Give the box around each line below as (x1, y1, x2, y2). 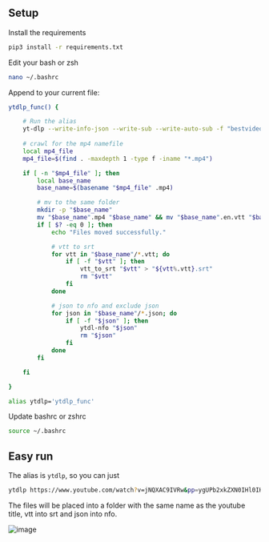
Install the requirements (8, 27, 86, 37)
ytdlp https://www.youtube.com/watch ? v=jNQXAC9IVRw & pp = (8, 486, 199, 495)
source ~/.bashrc (8, 428, 66, 436)
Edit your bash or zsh (8, 58, 78, 67)
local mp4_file (22, 147, 74, 155)
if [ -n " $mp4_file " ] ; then (22, 169, 120, 177)
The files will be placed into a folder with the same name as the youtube (8, 500, 246, 510)
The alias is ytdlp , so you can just (8, 471, 120, 480)
